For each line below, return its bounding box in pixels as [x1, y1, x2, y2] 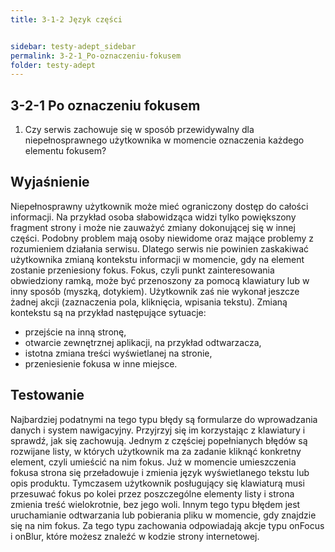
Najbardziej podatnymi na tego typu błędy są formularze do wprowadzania [10, 413, 318, 425]
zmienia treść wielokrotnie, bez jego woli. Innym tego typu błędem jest [10, 498, 301, 510]
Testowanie [10, 387, 85, 404]
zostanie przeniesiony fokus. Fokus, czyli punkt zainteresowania [10, 264, 275, 276]
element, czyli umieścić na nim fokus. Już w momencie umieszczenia [10, 456, 297, 468]
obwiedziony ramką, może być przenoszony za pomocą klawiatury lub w [10, 274, 310, 286]
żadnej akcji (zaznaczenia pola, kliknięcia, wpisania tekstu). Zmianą [10, 296, 288, 308]
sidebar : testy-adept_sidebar [10, 41, 137, 51]
